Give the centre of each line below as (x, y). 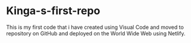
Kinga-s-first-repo (53, 11)
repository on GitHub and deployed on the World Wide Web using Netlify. (96, 33)
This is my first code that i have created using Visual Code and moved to (95, 27)
